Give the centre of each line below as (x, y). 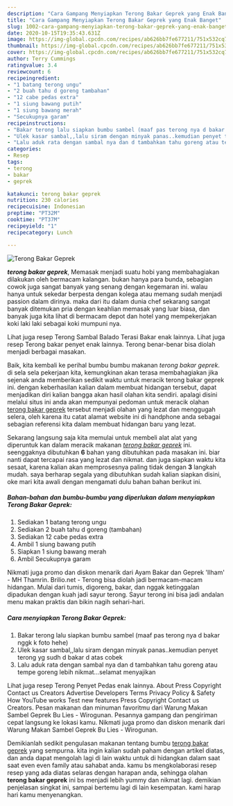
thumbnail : (23, 46)
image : (17, 40)
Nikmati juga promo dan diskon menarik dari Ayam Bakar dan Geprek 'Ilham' (116, 572)
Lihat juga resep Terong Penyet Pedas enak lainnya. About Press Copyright (114, 686)
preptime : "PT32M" (34, 213)
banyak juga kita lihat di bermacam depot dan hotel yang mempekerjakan (112, 316)
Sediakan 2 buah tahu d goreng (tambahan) (79, 530)
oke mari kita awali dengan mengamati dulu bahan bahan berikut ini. (105, 481)
